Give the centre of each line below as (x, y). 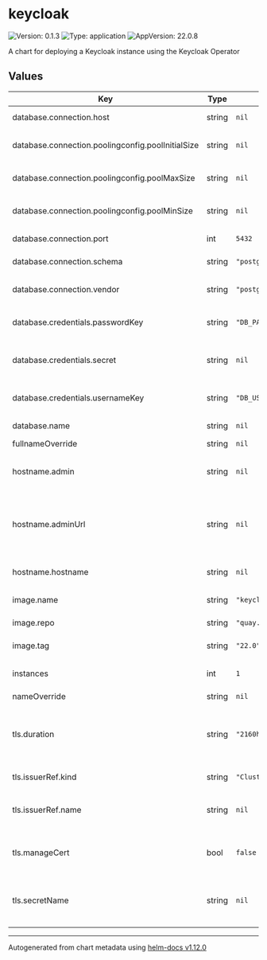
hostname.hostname (50, 572)
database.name (41, 425)
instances (31, 673)
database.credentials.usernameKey (78, 397)
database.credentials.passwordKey (78, 322)
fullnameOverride (45, 443)
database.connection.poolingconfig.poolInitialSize (106, 145)
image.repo (33, 622)
